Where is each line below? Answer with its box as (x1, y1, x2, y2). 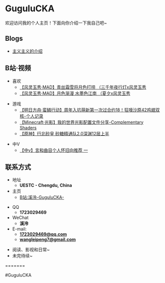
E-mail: (12, 226, 27, 232)
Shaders (19, 125, 37, 130)
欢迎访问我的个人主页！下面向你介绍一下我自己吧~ (5, 20, 107, 26)
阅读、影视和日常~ (12, 247, 50, 252)
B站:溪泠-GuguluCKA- (19, 194, 64, 200)
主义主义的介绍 (12, 48, 43, 54)
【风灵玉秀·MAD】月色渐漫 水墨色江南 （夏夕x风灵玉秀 (19, 90, 131, 96)
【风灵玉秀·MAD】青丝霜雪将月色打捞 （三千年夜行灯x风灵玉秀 (19, 84, 146, 90)
